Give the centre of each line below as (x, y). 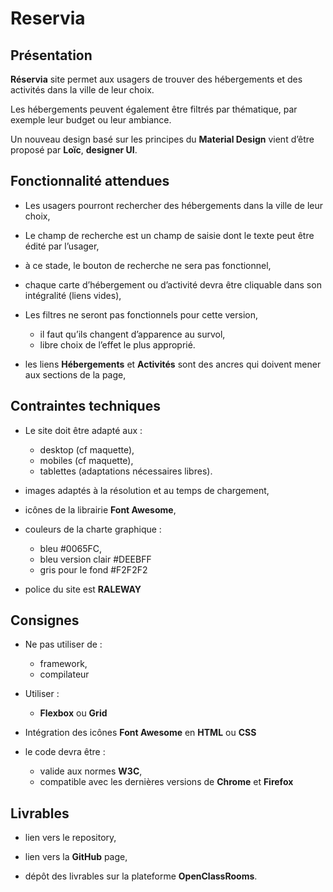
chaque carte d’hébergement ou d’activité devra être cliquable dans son (173, 284)
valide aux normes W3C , (91, 771)
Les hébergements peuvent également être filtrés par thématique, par (154, 109)
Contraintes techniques (85, 406)
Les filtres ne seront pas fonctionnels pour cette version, (141, 314)
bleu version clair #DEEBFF (95, 559)
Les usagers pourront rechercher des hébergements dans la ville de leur (173, 205)
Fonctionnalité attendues (90, 181)
